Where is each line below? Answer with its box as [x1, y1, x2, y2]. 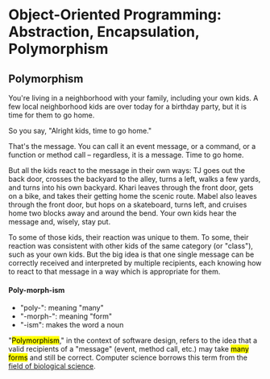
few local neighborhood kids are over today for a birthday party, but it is [8, 102, 247, 111]
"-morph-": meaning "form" [19, 311, 113, 321]
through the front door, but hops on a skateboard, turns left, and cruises [8, 200, 247, 209]
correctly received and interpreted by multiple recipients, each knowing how [8, 258, 262, 267]
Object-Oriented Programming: [8, 6, 222, 24]
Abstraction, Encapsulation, [8, 23, 200, 41]
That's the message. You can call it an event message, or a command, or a [8, 142, 256, 150]
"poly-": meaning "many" [19, 303, 104, 313]
